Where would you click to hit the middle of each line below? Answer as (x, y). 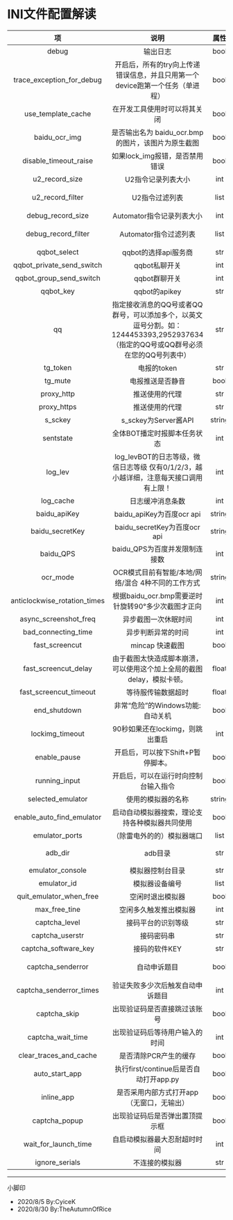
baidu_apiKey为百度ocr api (157, 514)
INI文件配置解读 (52, 14)
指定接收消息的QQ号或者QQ (157, 305)
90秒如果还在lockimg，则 (154, 729)
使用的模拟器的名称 (157, 799)
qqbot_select (58, 252)
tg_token (58, 367)
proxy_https (58, 406)
